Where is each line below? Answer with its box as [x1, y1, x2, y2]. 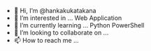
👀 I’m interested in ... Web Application [13, 14, 122, 22]
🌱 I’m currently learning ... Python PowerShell [13, 21, 145, 29]
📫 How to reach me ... [13, 37, 79, 44]
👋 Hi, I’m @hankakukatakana [13, 7, 96, 14]
